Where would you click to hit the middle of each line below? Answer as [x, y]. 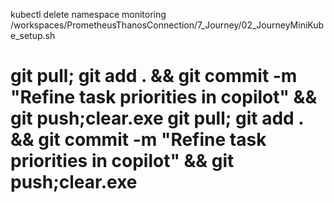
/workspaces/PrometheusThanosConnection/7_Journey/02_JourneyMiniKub [167, 25]
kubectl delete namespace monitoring [88, 14]
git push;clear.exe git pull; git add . [157, 118]
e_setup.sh [33, 35]
